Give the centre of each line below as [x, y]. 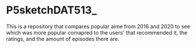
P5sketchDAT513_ [52, 10]
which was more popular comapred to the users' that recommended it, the [97, 32]
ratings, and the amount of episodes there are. [63, 39]
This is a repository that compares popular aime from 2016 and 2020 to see [98, 26]
